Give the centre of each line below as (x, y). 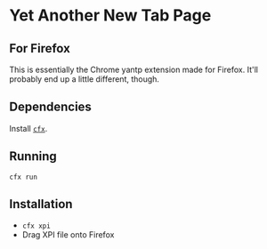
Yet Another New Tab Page (110, 16)
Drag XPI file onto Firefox (68, 235)
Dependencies (50, 107)
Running (33, 157)
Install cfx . (28, 128)
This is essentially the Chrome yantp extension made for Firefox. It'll (133, 69)
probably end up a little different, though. (85, 79)
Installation (41, 204)
